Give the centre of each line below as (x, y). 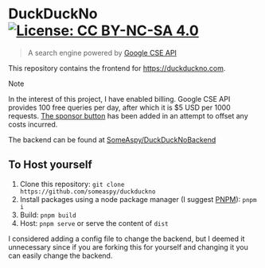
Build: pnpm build (48, 215)
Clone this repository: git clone (72, 184)
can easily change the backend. (60, 255)
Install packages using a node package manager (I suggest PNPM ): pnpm (138, 199)
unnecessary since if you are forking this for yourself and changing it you (129, 247)
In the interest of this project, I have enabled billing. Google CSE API (119, 99)
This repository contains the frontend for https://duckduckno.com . (117, 68)
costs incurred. (33, 124)
